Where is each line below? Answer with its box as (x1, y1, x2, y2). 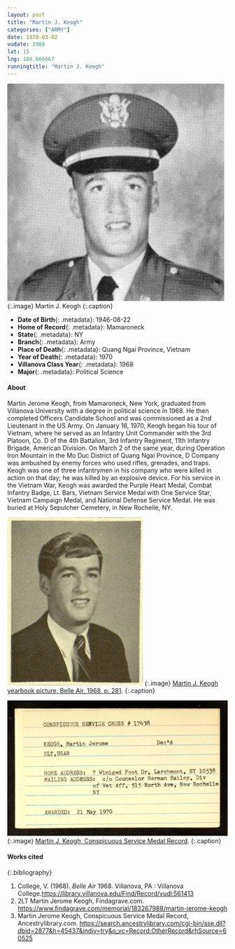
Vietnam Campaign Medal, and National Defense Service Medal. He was (7, 496, 215, 504)
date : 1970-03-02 (7, 34, 58, 41)
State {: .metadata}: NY (17, 330, 84, 339)
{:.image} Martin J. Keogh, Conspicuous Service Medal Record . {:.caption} (7, 836, 222, 845)
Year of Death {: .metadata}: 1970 (17, 353, 113, 361)
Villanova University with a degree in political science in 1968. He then (7, 407, 210, 415)
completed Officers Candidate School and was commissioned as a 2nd (7, 414, 212, 422)
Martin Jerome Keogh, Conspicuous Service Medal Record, (17, 911, 189, 920)
